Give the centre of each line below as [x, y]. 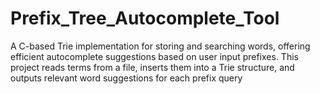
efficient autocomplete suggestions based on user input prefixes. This [154, 56]
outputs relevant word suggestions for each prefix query [126, 78]
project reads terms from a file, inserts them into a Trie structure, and [152, 67]
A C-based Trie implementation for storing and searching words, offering [160, 46]
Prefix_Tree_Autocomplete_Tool [145, 18]
